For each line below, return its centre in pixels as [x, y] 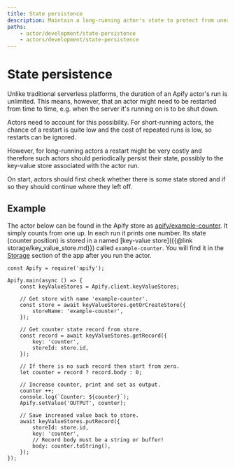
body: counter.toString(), [72, 446]
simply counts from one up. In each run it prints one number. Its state [107, 233]
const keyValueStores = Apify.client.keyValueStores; [100, 287]
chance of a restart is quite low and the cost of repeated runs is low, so [109, 130]
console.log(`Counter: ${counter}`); [75, 397]
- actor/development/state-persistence [78, 33]
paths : [17, 27]
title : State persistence [45, 14]
